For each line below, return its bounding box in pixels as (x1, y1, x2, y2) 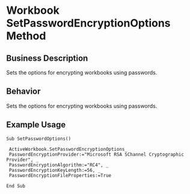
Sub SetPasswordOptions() (6, 136, 71, 142)
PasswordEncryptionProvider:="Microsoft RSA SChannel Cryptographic (8, 151, 185, 157)
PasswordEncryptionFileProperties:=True (8, 172, 112, 178)
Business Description (6, 53, 88, 63)
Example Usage (6, 120, 66, 130)
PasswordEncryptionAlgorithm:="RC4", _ (8, 162, 109, 168)
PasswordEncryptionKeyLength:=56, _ (8, 167, 101, 173)
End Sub (6, 183, 26, 189)
